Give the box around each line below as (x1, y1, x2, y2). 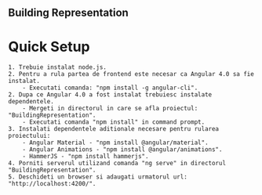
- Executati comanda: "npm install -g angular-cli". (22, 84, 198, 92)
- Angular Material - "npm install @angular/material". (22, 139, 209, 147)
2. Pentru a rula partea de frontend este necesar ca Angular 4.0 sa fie (8, 70, 255, 78)
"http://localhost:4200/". (8, 180, 96, 188)
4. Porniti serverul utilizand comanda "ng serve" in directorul (8, 160, 226, 168)
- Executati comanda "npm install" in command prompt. (22, 118, 206, 126)
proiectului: (8, 132, 51, 140)
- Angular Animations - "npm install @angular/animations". (22, 146, 223, 153)
